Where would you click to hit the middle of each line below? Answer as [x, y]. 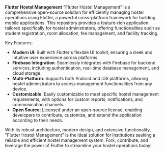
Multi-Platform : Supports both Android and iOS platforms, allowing [80, 78]
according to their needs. [38, 120]
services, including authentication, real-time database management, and [86, 68]
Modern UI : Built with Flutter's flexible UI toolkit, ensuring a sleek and [82, 52]
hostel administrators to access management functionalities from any [82, 84]
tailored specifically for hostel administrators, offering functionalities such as [82, 28]
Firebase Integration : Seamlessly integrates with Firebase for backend [84, 63]
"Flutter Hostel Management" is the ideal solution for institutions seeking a [80, 135]
